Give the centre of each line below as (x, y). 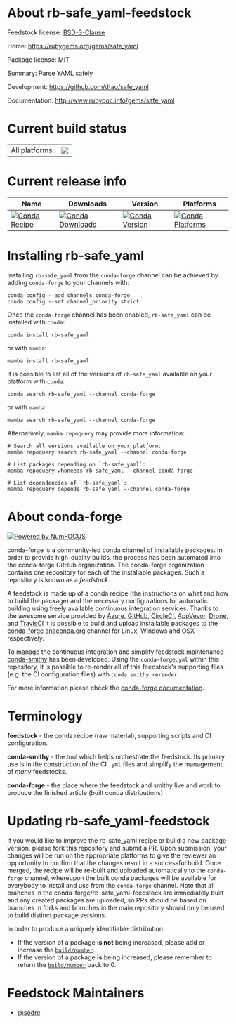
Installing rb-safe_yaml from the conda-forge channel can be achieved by (113, 275)
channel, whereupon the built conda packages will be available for (120, 878)
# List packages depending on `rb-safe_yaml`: (77, 464)
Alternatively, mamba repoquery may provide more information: (96, 433)
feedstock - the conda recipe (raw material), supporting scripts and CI (110, 735)
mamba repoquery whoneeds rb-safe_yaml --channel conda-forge (100, 471)
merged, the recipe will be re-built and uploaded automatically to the (106, 870)
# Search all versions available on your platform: (84, 446)
